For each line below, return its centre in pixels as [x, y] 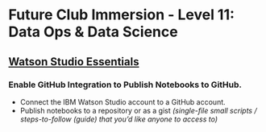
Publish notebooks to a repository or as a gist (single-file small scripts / [138, 110]
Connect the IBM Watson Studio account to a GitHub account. [123, 101]
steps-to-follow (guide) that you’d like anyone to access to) [119, 119]
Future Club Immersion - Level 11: [122, 15]
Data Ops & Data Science [94, 32]
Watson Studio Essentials [74, 62]
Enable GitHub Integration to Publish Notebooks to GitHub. [125, 85]
